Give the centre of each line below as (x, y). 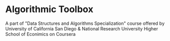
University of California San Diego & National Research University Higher (82, 28)
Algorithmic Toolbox (49, 9)
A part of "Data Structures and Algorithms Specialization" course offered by (85, 23)
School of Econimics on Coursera (40, 34)
